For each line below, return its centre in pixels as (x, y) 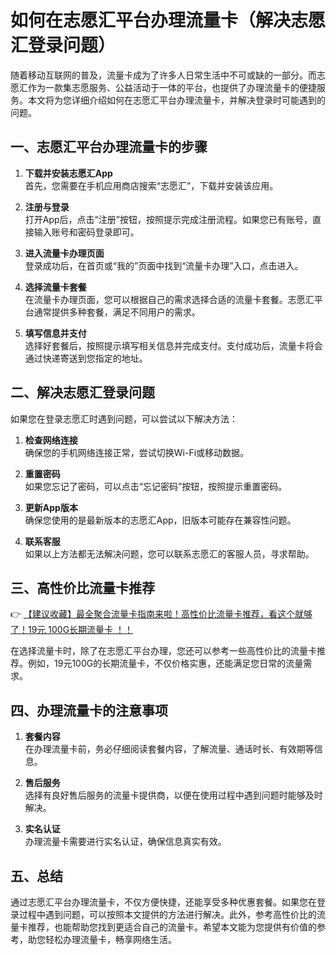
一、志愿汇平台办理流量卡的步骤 (109, 147)
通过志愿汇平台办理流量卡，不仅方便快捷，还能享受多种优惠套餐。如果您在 (163, 902)
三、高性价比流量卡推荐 (82, 587)
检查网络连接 (51, 440)
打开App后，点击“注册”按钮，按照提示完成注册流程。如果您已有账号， (168, 219)
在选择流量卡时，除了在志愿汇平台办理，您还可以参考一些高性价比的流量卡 (163, 651)
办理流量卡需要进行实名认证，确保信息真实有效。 (125, 842)
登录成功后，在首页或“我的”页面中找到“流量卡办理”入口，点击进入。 (164, 265)
